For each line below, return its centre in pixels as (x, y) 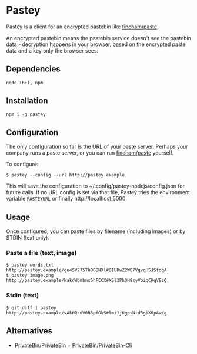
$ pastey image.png (30, 276)
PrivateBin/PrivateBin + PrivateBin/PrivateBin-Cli (73, 345)
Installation (27, 101)
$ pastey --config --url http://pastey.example (66, 175)
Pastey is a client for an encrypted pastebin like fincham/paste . (82, 27)
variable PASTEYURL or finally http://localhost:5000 (66, 199)
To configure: (22, 164)
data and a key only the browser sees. (52, 50)
